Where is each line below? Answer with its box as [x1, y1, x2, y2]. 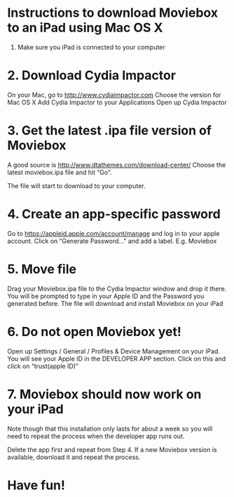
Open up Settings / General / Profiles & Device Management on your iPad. [7, 346, 221, 355]
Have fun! [7, 477, 65, 493]
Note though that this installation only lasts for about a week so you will [7, 424, 213, 433]
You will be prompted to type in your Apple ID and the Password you [7, 292, 205, 300]
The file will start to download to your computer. [7, 181, 146, 190]
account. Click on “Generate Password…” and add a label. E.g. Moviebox [7, 237, 217, 245]
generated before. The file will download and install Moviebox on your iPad [7, 299, 223, 307]
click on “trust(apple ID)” [7, 362, 79, 370]
